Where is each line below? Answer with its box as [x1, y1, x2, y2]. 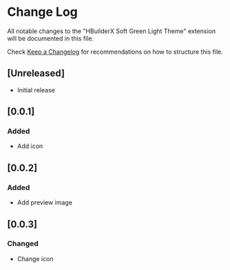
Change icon [17, 254, 54, 262]
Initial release [17, 85, 55, 94]
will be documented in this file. [7, 34, 94, 42]
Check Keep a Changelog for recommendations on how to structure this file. [7, 48, 224, 56]
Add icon [17, 142, 43, 150]
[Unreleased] [7, 67, 65, 79]
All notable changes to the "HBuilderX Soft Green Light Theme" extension [7, 27, 216, 35]
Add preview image [17, 198, 72, 207]
